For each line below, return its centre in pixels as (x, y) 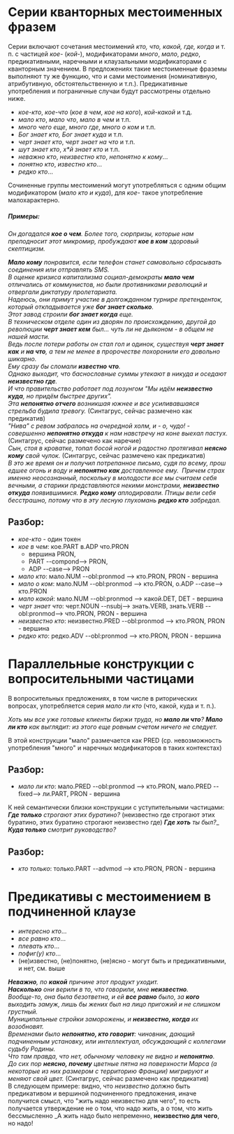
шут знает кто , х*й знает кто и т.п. (69, 149)
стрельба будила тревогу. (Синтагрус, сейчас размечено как (100, 411)
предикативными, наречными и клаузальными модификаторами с (108, 61)
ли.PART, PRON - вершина (81, 794)
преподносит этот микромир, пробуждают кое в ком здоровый (103, 241)
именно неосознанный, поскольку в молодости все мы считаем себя (112, 477)
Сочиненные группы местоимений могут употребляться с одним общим (117, 185)
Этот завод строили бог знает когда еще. (71, 314)
